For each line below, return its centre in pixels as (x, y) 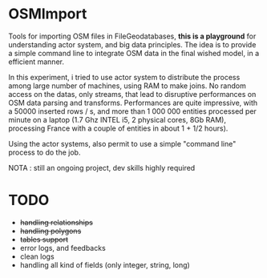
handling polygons (51, 231)
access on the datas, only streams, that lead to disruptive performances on (132, 94)
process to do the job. (44, 152)
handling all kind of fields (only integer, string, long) (105, 264)
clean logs (37, 256)
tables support (44, 239)
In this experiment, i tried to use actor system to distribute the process (124, 77)
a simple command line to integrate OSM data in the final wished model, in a (134, 53)
